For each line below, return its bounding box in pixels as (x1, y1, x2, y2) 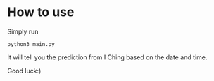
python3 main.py (7, 40, 55, 47)
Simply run (7, 27, 39, 36)
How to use (7, 4, 75, 20)
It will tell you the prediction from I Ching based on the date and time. (7, 53, 208, 61)
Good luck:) (7, 66, 42, 75)
